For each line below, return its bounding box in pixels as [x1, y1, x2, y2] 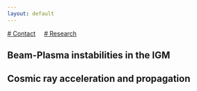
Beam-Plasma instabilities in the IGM [7, 49, 171, 61]
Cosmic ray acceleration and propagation [7, 73, 191, 85]
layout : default [7, 10, 54, 17]
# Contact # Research [7, 29, 77, 38]
